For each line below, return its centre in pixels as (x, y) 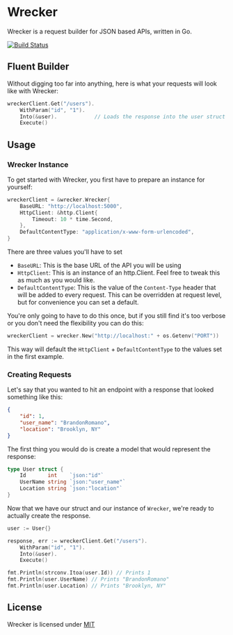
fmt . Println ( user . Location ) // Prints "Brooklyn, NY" (87, 586)
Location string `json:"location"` (71, 489)
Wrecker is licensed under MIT (51, 624)
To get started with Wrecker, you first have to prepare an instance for (106, 179)
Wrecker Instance (38, 164)
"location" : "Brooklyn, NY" (60, 429)
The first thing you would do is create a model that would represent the (109, 449)
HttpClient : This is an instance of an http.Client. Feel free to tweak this (119, 273)
